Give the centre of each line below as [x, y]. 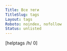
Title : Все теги [22, 10]
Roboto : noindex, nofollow [33, 24]
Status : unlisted [23, 29]
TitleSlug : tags [22, 15]
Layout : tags [19, 19]
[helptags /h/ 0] [21, 43]
